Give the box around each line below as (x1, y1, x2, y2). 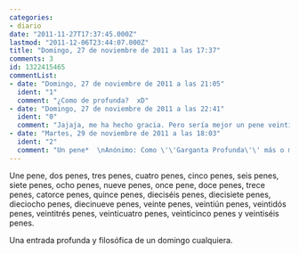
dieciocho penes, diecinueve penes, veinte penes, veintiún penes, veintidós (9, 198, 287, 209)
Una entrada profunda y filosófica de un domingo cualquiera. (9, 234, 233, 245)
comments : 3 (9, 54, 53, 63)
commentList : (9, 71, 58, 80)
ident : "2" (17, 137, 58, 146)
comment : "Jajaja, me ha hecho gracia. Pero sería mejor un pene (17, 121, 265, 130)
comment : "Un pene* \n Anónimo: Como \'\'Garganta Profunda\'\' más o (17, 145, 285, 154)
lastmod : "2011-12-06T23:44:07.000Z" (9, 37, 149, 47)
